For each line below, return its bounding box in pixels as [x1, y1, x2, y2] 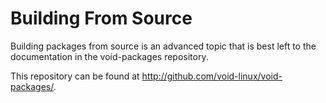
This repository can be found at [10, 70, 140, 82]
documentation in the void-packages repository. [10, 50, 209, 62]
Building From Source [10, 7, 193, 30]
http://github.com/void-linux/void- [141, 70, 283, 82]
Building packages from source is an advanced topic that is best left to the [10, 40, 317, 52]
